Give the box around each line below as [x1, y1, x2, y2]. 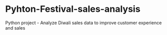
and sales [5, 25, 25, 31]
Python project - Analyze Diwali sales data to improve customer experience [5, 20, 162, 26]
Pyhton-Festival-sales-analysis [5, 3, 141, 15]
